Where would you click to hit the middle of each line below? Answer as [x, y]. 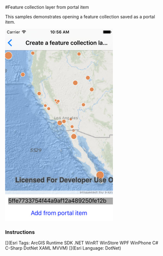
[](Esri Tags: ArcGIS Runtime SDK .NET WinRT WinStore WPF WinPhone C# [82, 243]
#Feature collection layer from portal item [47, 7]
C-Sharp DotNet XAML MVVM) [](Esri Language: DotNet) [63, 248]
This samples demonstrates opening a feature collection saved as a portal [80, 17]
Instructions [20, 232]
